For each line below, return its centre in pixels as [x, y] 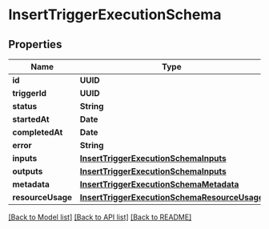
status [25, 106]
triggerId [29, 93]
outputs [28, 171]
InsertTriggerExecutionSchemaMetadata [159, 184]
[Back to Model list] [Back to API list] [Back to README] [100, 217]
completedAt [38, 132]
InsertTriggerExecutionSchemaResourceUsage [172, 197]
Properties [35, 44]
